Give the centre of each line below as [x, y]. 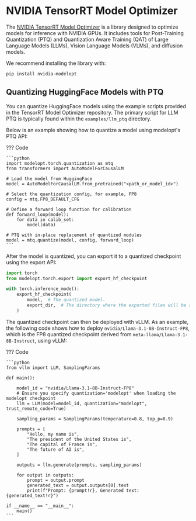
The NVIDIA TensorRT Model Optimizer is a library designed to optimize [92, 27]
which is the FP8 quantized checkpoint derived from [69, 334]
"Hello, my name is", [53, 434]
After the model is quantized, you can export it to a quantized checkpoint [94, 256]
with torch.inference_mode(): [43, 289]
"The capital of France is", [62, 444]
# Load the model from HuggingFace [49, 179]
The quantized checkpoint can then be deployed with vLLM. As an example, [97, 322]
